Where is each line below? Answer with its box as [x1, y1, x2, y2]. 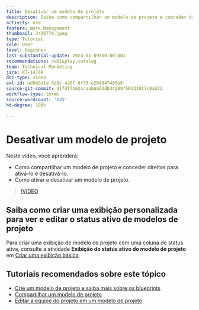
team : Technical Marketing [6, 63, 73, 70]
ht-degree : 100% [6, 102, 46, 108]
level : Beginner [6, 47, 46, 53]
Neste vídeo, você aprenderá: [6, 152, 79, 160]
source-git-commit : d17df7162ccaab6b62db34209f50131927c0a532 [6, 86, 163, 92]
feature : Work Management [6, 25, 70, 31]
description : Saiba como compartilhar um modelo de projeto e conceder [6, 14, 187, 20]
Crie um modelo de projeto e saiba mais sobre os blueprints [14, 285, 161, 292]
